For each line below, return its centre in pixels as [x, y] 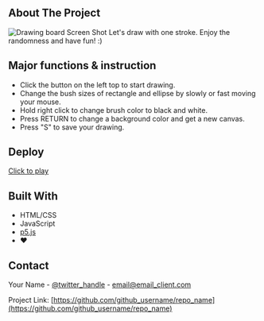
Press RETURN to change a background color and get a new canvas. [132, 118]
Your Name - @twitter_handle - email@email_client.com [100, 284]
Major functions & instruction [82, 66]
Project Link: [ [31, 300]
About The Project [54, 13]
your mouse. [40, 102]
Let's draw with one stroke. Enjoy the [169, 32]
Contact [29, 265]
